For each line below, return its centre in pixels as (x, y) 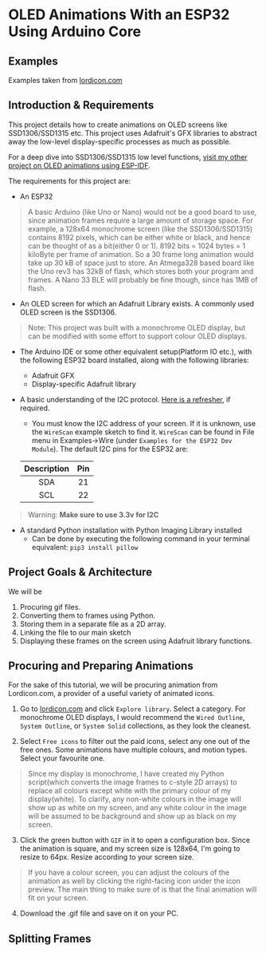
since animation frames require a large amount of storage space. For (140, 220)
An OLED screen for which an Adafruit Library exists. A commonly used (137, 303)
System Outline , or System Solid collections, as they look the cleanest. (135, 726)
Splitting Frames (50, 938)
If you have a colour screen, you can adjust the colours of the (128, 872)
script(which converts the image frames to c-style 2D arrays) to (132, 782)
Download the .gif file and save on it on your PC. (99, 913)
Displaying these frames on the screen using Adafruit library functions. (136, 641)
